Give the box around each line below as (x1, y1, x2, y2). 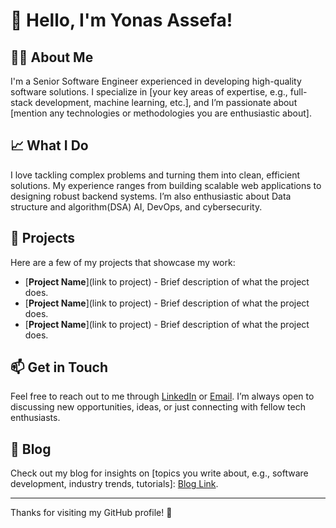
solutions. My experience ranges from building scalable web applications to (10, 179, 322, 191)
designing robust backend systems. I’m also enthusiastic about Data (10, 190, 292, 202)
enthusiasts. (10, 412, 61, 424)
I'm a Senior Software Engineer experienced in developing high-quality (10, 75, 302, 87)
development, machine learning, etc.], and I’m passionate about (34, 97, 298, 108)
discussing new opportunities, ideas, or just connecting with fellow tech (10, 401, 306, 413)
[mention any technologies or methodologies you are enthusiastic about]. (10, 107, 312, 119)
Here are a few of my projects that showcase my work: (10, 256, 236, 268)
